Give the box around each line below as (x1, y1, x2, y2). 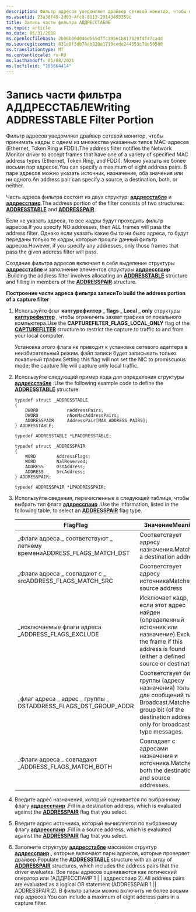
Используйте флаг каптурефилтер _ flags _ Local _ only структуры (14, 307, 181, 314)
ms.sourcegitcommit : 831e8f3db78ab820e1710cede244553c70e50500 (6, 42, 163, 47)
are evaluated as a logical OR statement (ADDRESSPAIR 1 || (14, 881, 157, 888)
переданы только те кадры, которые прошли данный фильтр (6, 236, 157, 243)
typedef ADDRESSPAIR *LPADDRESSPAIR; (14, 484, 107, 491)
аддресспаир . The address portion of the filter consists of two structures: (6, 200, 184, 207)
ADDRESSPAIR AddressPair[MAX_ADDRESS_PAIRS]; (25, 418, 148, 424)
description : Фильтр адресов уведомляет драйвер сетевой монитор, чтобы (6, 8, 187, 15)
